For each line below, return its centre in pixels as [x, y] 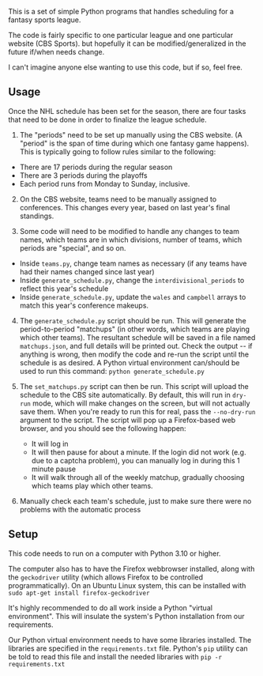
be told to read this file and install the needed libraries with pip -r [115, 656]
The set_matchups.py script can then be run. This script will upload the [134, 386]
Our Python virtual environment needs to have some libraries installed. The [130, 640]
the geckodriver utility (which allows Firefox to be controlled [106, 577]
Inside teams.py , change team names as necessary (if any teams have [133, 263]
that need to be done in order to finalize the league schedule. [107, 119]
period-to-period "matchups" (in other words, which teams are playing [135, 329]
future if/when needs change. [56, 52]
